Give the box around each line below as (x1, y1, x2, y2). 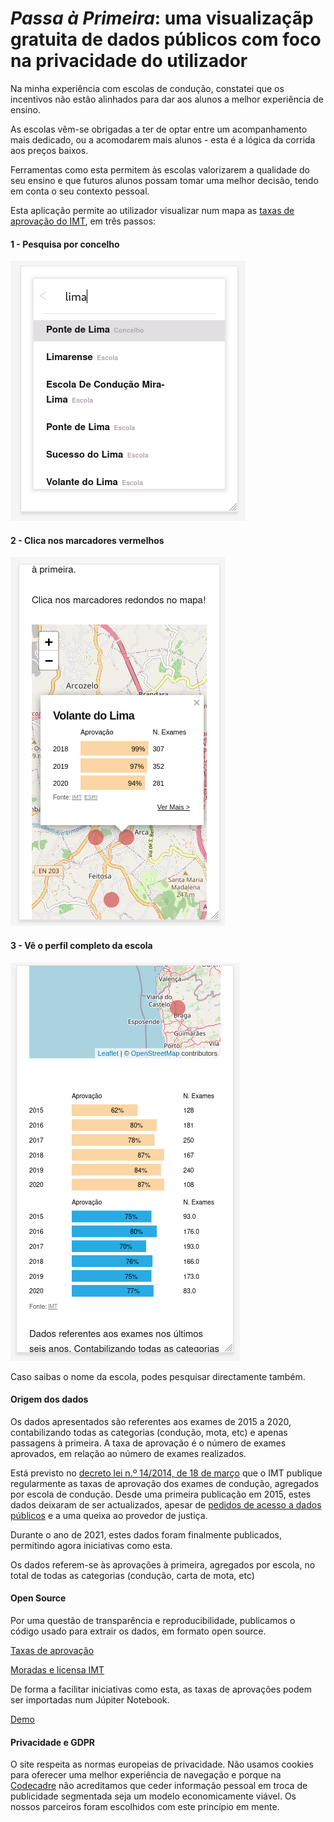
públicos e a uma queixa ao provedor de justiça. (10, 1509, 208, 1521)
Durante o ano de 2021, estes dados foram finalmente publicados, (10, 1528, 283, 1541)
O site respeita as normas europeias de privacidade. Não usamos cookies (10, 1758, 315, 1771)
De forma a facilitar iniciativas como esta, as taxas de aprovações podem (10, 1683, 313, 1695)
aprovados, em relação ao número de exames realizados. (10, 1447, 247, 1459)
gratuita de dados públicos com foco (10, 28, 322, 51)
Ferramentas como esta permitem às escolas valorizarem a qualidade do (10, 163, 311, 176)
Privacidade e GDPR (10, 1736, 96, 1748)
